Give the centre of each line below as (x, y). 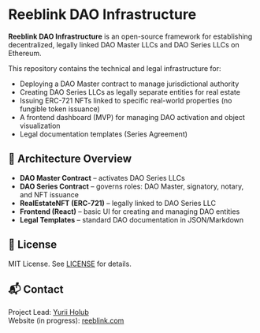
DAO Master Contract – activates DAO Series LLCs (102, 178)
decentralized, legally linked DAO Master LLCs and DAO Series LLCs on (124, 44)
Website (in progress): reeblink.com (66, 320)
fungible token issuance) (59, 109)
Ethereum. (25, 53)
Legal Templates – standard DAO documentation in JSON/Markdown (132, 219)
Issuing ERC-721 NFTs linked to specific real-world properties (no (126, 100)
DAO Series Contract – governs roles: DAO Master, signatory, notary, (132, 186)
